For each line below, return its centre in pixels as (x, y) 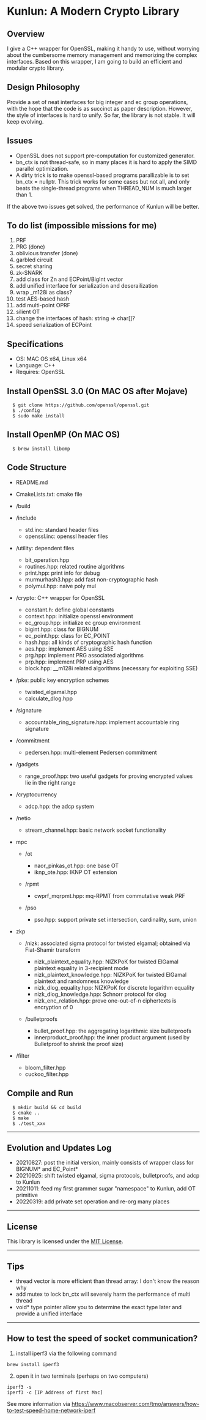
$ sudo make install (39, 416)
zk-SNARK (29, 273)
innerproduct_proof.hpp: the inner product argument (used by (112, 1037)
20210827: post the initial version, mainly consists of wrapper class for (105, 1163)
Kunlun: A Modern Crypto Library (93, 11)
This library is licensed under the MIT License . (65, 1241)
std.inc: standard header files (62, 529)
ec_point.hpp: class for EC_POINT (68, 635)
